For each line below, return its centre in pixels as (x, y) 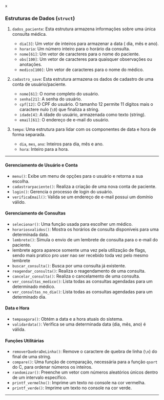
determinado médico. (34, 286)
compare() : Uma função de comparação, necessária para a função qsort (85, 362)
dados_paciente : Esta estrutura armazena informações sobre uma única (84, 29)
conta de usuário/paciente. (39, 84)
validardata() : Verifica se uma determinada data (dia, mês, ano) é (79, 324)
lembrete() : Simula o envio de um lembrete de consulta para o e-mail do (85, 239)
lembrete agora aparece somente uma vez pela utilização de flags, (79, 250)
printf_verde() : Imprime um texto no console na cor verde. (72, 388)
